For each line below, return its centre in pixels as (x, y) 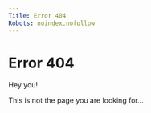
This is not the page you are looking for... (76, 100)
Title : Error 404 (37, 16)
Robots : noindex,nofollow (51, 23)
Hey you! (23, 85)
